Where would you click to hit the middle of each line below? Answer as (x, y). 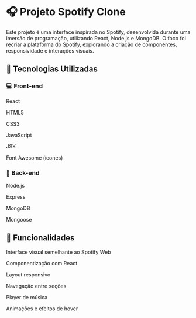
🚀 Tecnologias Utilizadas (52, 69)
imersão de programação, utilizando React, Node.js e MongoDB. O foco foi (96, 38)
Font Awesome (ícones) (35, 158)
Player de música (27, 297)
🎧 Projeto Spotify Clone (66, 12)
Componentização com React (42, 263)
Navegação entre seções (36, 286)
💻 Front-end (25, 86)
